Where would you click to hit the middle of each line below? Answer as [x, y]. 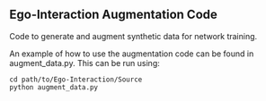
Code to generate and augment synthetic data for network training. [133, 36]
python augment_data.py [54, 87]
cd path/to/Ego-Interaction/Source [76, 80]
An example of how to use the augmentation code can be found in [132, 54]
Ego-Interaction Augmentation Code [114, 15]
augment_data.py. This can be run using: [84, 63]
